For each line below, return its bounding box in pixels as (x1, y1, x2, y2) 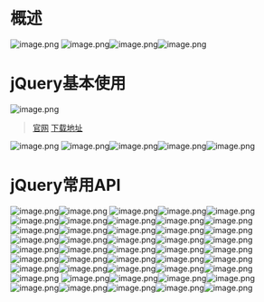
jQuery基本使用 (10, 73, 127, 94)
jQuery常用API (10, 175, 121, 195)
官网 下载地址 (32, 122, 83, 133)
